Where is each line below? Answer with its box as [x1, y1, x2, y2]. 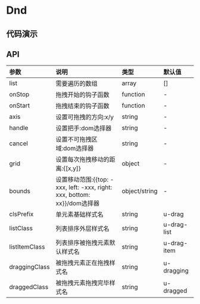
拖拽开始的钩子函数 [55, 90, 110, 99]
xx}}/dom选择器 [55, 199, 100, 208]
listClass [9, 224, 33, 233]
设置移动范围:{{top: [55, 175, 109, 184]
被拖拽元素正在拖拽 [55, 259, 110, 267]
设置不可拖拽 [55, 135, 92, 143]
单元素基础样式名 [55, 211, 104, 219]
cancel [9, 139, 29, 148]
